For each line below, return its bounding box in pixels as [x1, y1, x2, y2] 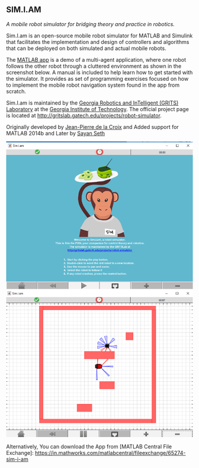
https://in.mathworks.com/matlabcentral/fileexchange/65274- [34, 449, 186, 456]
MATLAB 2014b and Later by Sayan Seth [6, 129, 105, 137]
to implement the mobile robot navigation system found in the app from [6, 81, 180, 88]
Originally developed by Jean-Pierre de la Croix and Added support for [6, 123, 179, 130]
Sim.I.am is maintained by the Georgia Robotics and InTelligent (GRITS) [6, 99, 179, 106]
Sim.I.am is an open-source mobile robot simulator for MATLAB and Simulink [6, 32, 193, 39]
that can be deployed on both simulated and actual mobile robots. [6, 45, 167, 52]
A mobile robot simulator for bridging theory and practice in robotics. [6, 20, 175, 27]
